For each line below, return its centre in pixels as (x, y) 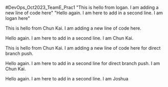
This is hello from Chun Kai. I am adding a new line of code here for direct (83, 48)
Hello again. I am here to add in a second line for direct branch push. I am (83, 63)
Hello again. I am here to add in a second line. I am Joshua (67, 79)
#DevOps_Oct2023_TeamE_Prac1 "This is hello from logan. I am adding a (82, 7)
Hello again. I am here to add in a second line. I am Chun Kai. (69, 38)
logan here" (18, 18)
